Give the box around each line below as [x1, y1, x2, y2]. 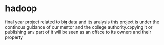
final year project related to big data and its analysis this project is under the [5, 19, 159, 25]
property [5, 34, 23, 40]
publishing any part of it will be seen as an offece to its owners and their [5, 29, 152, 35]
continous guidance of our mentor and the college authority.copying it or [5, 24, 153, 30]
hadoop [5, 3, 37, 14]
